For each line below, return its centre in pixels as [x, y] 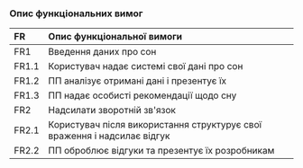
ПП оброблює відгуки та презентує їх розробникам [161, 151]
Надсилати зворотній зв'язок [112, 111]
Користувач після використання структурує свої [155, 125]
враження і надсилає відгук [109, 136]
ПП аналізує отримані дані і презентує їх [138, 81]
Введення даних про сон [102, 52]
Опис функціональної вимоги [115, 37]
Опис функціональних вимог [76, 13]
